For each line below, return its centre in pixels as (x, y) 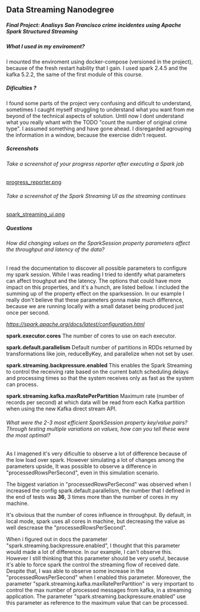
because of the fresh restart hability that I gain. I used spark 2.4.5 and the (97, 68)
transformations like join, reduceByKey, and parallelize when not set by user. (100, 354)
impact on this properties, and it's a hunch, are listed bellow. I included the (98, 287)
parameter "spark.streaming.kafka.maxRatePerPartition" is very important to (100, 584)
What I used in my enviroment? (46, 47)
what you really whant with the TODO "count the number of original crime (97, 122)
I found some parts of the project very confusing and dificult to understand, (99, 103)
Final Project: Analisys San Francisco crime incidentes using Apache (94, 25)
